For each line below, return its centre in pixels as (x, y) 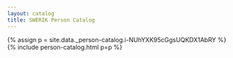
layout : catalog (31, 13)
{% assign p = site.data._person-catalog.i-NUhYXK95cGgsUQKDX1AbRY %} (117, 39)
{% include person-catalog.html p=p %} (65, 47)
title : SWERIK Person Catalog (51, 20)
